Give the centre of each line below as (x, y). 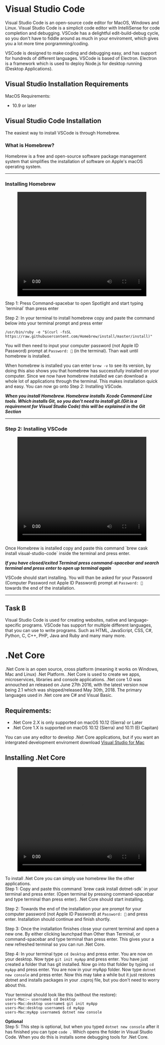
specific (13, 625)
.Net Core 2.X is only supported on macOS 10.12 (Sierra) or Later (77, 722)
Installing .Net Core (35, 758)
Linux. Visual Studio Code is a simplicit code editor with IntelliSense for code (82, 27)
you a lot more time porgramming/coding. (47, 43)
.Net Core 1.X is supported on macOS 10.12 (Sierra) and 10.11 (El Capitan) (85, 728)
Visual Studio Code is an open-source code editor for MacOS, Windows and (82, 23)
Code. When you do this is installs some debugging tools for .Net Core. (77, 1037)
